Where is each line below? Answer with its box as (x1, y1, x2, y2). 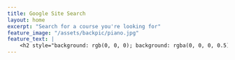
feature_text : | (7, 36, 55, 43)
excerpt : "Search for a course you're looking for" (7, 23, 161, 30)
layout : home (7, 17, 45, 23)
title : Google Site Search (7, 10, 86, 17)
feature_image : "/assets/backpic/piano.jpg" (7, 29, 139, 37)
